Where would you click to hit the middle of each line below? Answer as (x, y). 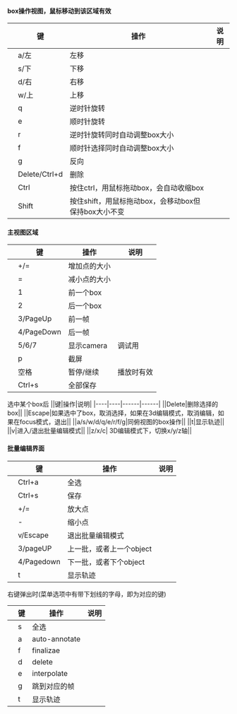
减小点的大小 (89, 279)
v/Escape (34, 535)
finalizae (46, 650)
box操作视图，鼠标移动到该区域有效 (59, 11)
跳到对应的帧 (54, 686)
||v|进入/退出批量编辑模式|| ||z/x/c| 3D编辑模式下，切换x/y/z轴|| (100, 431)
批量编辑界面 (26, 448)
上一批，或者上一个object (110, 549)
